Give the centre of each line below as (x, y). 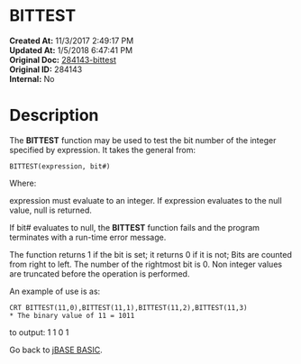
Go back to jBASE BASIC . (56, 350)
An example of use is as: (55, 291)
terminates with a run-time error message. (88, 237)
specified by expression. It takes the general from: (103, 150)
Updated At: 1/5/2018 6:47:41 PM (71, 50)
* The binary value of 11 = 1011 (72, 315)
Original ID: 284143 (46, 69)
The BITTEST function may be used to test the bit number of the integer (143, 140)
